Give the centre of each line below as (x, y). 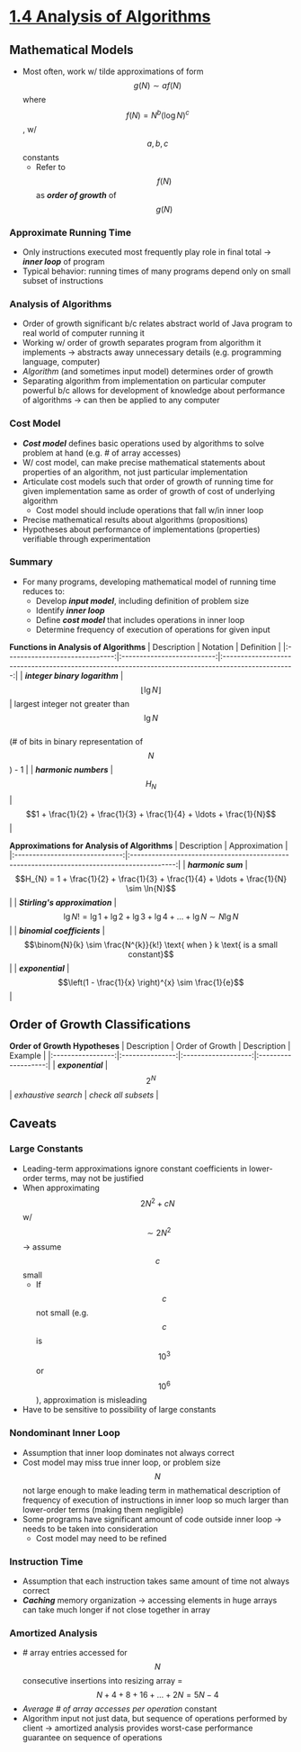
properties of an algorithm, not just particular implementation (135, 472)
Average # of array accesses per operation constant (120, 1709)
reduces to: (44, 591)
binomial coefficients (60, 930)
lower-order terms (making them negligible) (103, 1509)
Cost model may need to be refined (101, 1538)
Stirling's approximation (66, 902)
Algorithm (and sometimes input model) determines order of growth (148, 372)
